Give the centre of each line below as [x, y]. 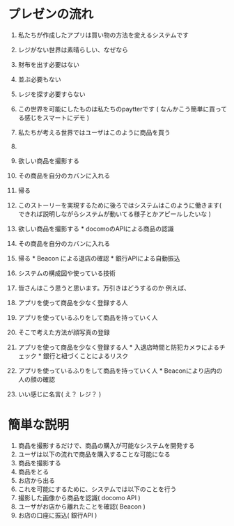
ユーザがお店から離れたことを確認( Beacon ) [81, 506]
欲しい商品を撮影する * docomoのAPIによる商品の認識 [96, 229]
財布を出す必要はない [48, 64]
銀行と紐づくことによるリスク [86, 355]
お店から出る [36, 480]
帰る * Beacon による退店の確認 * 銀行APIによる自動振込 [99, 258]
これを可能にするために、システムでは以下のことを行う [97, 489]
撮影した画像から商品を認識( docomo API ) [79, 497]
